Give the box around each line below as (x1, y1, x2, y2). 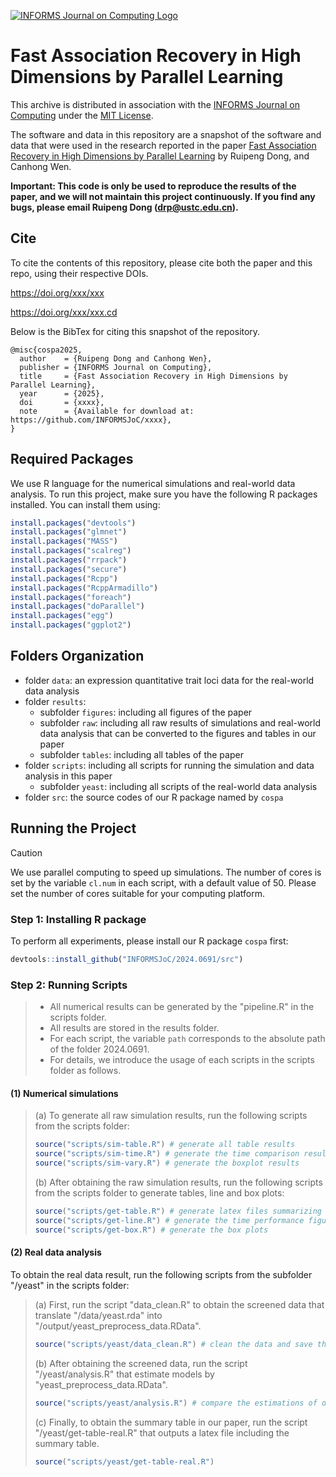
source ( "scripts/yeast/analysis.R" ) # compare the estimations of (34, 1398, 318, 1408)
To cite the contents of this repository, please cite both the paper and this (10, 256, 313, 269)
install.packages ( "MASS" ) (10, 536, 118, 547)
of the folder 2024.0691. (49, 1043, 150, 1055)
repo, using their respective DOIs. (10, 267, 149, 279)
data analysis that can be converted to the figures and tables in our (39, 727, 317, 739)
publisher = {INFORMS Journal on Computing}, (19, 362, 213, 372)
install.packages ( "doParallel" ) (10, 601, 145, 612)
